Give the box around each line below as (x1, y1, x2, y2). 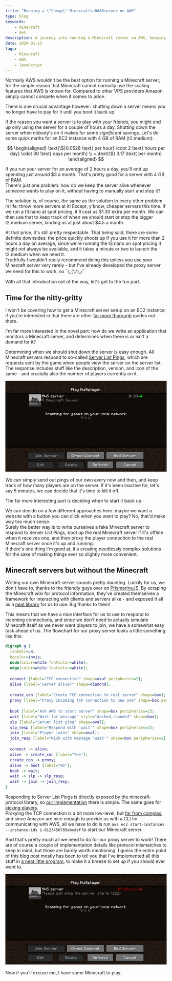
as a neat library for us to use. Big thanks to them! (5, 601, 111, 608)
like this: (5, 633, 23, 639)
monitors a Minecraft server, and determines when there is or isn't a (5, 334, 148, 340)
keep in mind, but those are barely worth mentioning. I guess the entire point (5, 848, 167, 854)
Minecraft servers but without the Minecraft (5, 566, 148, 574)
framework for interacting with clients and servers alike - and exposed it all (5, 596, 163, 602)
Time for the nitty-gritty (5, 293, 83, 302)
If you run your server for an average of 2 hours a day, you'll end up (5, 166, 148, 172)
